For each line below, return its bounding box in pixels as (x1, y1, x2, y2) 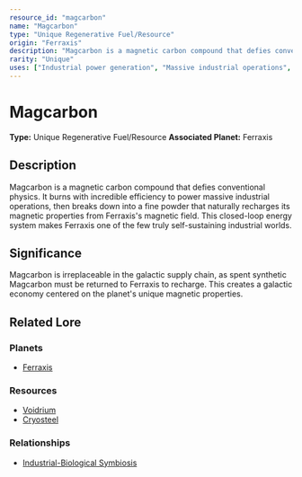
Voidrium (22, 405, 57, 416)
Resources (9, 384, 58, 397)
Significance (9, 246, 83, 261)
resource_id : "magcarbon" (9, 13, 106, 22)
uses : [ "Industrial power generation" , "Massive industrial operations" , (9, 64, 292, 73)
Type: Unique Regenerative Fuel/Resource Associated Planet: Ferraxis (9, 131, 273, 142)
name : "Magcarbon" (9, 22, 78, 31)
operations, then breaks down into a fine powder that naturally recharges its (9, 200, 290, 211)
